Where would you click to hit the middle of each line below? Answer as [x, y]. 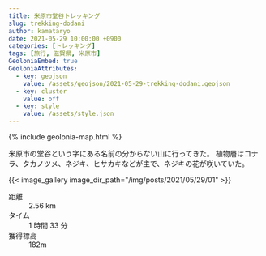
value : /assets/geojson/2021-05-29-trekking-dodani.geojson [127, 83]
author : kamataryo [39, 31]
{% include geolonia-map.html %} [65, 137]
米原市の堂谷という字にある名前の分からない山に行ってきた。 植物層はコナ [133, 154]
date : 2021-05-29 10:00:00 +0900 [65, 38]
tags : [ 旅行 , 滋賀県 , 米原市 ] [55, 53]
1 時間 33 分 [48, 225]
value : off [41, 99]
